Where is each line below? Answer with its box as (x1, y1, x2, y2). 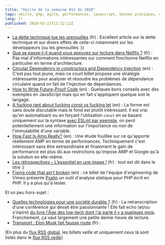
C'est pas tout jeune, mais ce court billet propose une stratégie (12, 71, 140, 76)
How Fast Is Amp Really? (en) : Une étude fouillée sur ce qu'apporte (12, 133, 150, 139)
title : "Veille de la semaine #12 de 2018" (5, 7, 96, 12)
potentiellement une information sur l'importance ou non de (12, 123, 133, 129)
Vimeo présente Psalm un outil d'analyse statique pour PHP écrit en (12, 175, 149, 181)
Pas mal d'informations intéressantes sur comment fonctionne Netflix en (12, 55, 159, 61)
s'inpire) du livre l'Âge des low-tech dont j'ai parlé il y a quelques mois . (12, 209, 156, 216)
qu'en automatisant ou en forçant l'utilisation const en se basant (12, 112, 142, 118)
